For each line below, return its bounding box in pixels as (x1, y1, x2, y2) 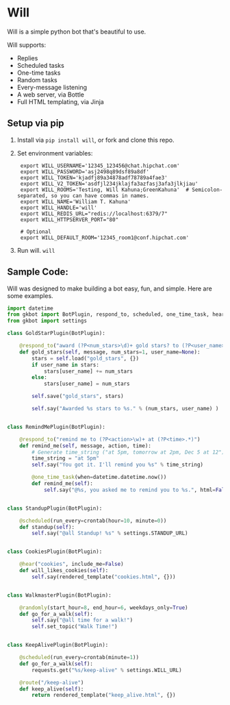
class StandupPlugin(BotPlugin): (7, 505, 103, 512)
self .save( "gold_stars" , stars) (31, 393, 125, 400)
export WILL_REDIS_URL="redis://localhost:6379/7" (20, 210, 168, 217)
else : (31, 374, 48, 381)
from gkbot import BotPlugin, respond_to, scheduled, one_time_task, (7, 311, 210, 318)
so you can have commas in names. (51, 192, 149, 199)
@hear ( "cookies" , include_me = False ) (19, 560, 125, 568)
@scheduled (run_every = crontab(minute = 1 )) (19, 654, 139, 661)
